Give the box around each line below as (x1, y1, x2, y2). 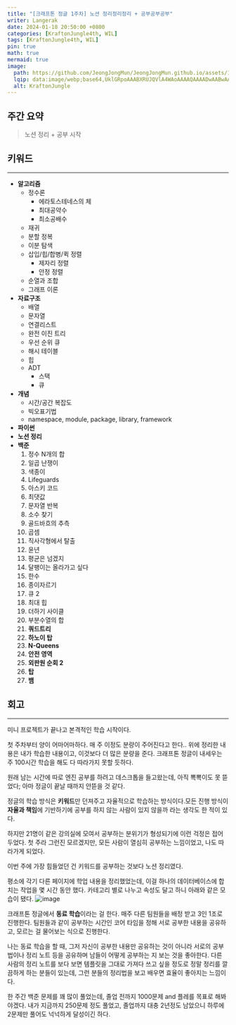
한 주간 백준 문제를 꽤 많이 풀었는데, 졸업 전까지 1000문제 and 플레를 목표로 (7, 992, 214, 1000)
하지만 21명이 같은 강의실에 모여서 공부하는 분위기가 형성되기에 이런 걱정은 (7, 829, 211, 838)
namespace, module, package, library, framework (27, 415, 172, 423)
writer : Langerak (7, 17, 58, 24)
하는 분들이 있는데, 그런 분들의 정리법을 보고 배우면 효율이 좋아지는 (25, 968, 208, 976)
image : (7, 63, 27, 70)
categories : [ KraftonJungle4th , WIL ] (7, 30, 118, 37)
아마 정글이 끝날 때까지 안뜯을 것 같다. (22, 781, 125, 790)
